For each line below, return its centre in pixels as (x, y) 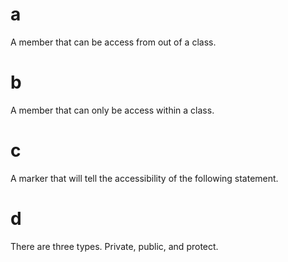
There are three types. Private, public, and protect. (114, 246)
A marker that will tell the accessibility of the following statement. (144, 178)
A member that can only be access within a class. (112, 110)
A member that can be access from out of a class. (113, 42)
